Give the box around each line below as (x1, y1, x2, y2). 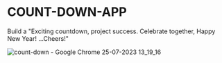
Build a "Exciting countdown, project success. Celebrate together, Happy (7, 27, 216, 35)
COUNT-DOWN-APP (7, 4, 127, 20)
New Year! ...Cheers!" (7, 34, 69, 42)
